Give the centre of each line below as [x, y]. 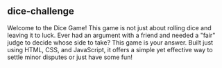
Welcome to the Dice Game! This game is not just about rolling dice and [109, 27]
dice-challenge [41, 11]
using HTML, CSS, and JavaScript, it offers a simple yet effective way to [110, 49]
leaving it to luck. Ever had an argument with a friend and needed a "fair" [111, 35]
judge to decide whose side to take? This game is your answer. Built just [110, 42]
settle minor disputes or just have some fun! [70, 57]
